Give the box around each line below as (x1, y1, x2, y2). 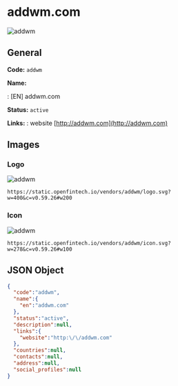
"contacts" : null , (13, 354, 63, 360)
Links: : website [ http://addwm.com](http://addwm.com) (7, 119, 168, 127)
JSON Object (7, 264, 64, 276)
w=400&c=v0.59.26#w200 (7, 195, 72, 202)
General (7, 47, 43, 59)
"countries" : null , (13, 347, 67, 354)
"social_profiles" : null (13, 366, 81, 373)
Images (7, 139, 40, 151)
